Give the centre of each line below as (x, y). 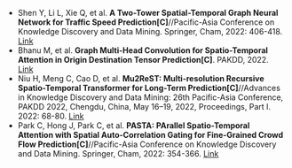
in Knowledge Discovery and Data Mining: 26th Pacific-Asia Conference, (150, 97)
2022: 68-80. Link (51, 116)
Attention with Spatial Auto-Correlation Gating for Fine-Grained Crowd (150, 135)
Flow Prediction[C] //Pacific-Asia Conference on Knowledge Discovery (147, 144)
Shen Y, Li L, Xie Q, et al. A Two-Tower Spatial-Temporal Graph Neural (148, 13)
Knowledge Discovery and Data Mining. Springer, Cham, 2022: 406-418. (150, 31)
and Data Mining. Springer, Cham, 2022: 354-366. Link (118, 153)
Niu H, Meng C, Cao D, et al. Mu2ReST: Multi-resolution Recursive (141, 78)
